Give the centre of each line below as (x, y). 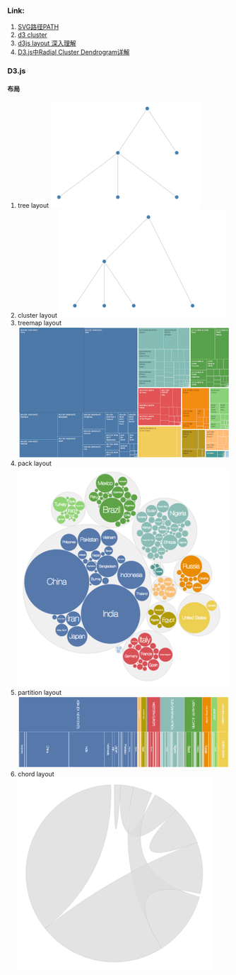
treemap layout (40, 323)
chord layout (36, 774)
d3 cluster (32, 35)
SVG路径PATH (38, 27)
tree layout (33, 206)
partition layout (40, 692)
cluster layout (37, 316)
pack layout (34, 463)
